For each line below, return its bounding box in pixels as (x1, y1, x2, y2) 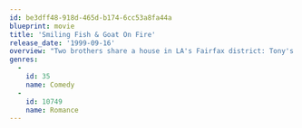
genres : (9, 55, 39, 64)
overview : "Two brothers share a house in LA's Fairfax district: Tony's (9, 47, 295, 56)
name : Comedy (25, 80, 75, 89)
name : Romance (25, 105, 79, 114)
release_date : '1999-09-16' (9, 38, 116, 48)
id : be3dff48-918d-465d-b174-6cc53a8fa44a (9, 13, 172, 23)
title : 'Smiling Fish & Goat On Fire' (9, 30, 156, 39)
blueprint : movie (9, 22, 75, 31)
